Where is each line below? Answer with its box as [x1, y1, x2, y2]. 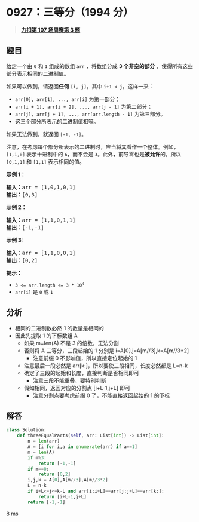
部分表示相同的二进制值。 [6, 70, 69, 77]
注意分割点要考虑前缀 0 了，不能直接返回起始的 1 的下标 [32, 392, 170, 399]
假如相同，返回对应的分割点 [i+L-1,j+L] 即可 [23, 384, 130, 391]
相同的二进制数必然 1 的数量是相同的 [14, 324, 105, 331]
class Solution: [6, 427, 47, 433]
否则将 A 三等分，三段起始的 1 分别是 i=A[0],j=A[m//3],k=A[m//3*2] [23, 347, 189, 354]
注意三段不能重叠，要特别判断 [32, 377, 106, 384]
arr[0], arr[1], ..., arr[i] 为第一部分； [14, 95, 121, 102]
